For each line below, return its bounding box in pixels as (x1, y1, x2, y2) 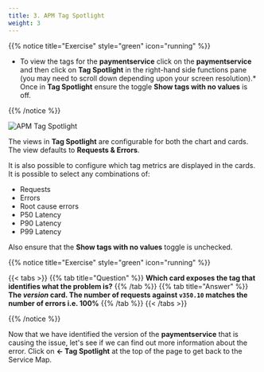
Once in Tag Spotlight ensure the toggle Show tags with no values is (19, 81, 248, 92)
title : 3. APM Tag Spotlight (8, 11, 105, 20)
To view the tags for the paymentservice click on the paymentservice (19, 57, 252, 66)
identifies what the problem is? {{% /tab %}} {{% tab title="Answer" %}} (8, 281, 249, 291)
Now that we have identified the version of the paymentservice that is (8, 329, 239, 339)
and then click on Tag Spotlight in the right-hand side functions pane (19, 65, 247, 74)
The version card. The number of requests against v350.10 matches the (8, 290, 248, 300)
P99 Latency (19, 226, 62, 236)
